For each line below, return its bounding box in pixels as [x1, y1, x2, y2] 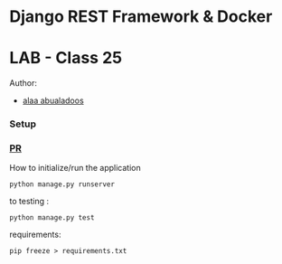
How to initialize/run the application [9, 163, 142, 174]
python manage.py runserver [9, 180, 116, 189]
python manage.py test [9, 213, 95, 222]
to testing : [9, 196, 50, 207]
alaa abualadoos [22, 95, 84, 106]
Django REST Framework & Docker [9, 6, 273, 27]
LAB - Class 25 [9, 48, 123, 69]
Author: [9, 78, 38, 89]
